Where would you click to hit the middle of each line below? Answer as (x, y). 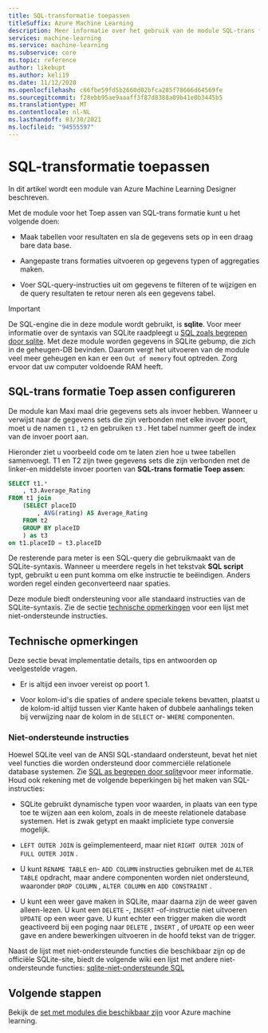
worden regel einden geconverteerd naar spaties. (90, 583)
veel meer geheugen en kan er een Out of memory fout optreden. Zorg (123, 358)
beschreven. (29, 197)
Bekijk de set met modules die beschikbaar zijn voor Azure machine (120, 1012)
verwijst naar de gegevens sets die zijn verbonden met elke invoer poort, (128, 419)
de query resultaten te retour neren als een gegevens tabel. (117, 293)
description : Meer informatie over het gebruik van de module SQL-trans (132, 30)
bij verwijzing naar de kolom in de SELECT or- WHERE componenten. (127, 717)
